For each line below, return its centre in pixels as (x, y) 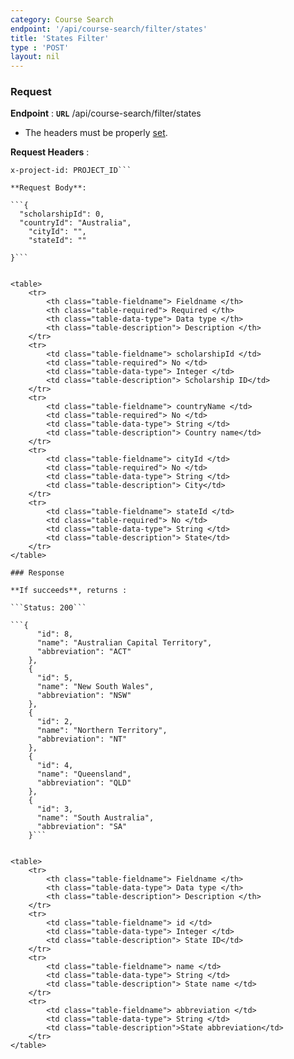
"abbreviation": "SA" (82, 827)
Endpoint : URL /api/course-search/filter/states (106, 113)
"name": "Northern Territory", (102, 731)
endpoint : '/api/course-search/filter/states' (109, 29)
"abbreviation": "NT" (82, 739)
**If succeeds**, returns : (69, 591)
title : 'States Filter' (60, 38)
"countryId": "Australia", (75, 223)
